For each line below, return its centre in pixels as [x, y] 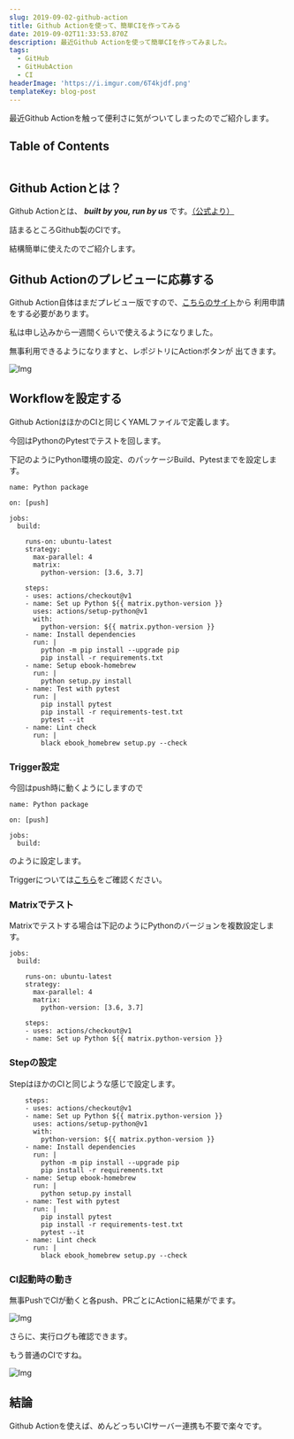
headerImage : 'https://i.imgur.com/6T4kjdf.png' [100, 83]
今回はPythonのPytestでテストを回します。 [87, 440]
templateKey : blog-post [53, 91]
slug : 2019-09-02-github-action [68, 17]
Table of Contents [60, 146]
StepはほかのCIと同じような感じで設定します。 [94, 1083]
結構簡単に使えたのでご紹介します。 [75, 249]
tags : [19, 50]
